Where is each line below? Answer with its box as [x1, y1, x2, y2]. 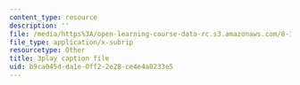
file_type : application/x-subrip [9, 37, 134, 47]
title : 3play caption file [9, 54, 110, 63]
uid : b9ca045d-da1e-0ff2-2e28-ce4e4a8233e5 [9, 63, 174, 72]
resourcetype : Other [9, 46, 87, 55]
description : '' [9, 21, 70, 30]
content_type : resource [9, 12, 98, 22]
